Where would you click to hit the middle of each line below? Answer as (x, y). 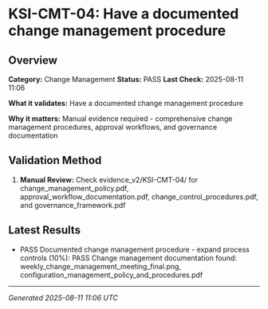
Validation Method (55, 160)
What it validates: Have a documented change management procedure (126, 103)
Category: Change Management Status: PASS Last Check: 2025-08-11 (126, 79)
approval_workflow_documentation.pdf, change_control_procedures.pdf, (139, 197)
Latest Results (45, 231)
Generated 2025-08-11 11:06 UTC (63, 297)
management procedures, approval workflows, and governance (113, 127)
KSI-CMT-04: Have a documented (124, 14)
